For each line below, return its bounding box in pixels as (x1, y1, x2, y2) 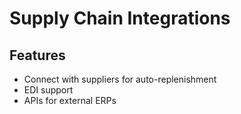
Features (9, 47, 66, 64)
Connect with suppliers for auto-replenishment (23, 73, 217, 85)
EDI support (23, 84, 74, 96)
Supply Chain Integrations (9, 7, 231, 30)
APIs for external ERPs (23, 95, 117, 106)
